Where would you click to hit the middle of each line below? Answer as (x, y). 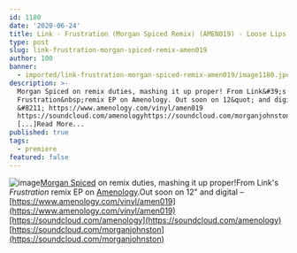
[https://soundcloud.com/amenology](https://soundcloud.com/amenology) (145, 220)
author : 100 (31, 58)
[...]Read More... (51, 125)
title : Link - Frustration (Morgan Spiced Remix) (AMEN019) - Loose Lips (148, 34)
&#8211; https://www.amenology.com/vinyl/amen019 (110, 108)
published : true (39, 133)
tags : (19, 141)
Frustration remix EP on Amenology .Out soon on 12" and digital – (127, 192)
